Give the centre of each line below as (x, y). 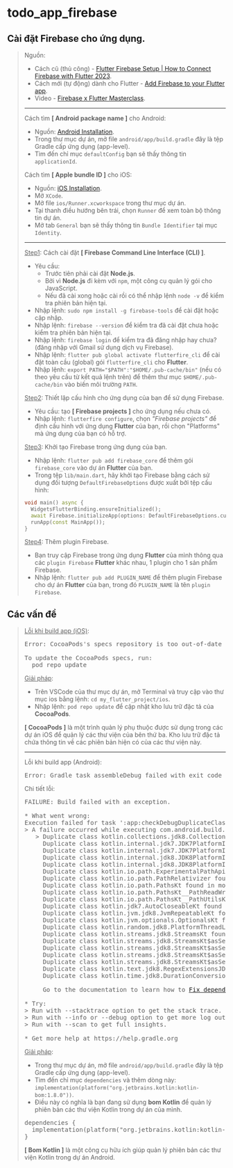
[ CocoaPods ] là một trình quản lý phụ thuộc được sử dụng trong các (123, 728)
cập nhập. (49, 318)
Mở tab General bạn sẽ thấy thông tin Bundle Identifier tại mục (126, 225)
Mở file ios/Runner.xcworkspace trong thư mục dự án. (110, 203)
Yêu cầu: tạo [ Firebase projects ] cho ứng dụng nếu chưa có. (123, 411)
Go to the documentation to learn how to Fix (121, 990)
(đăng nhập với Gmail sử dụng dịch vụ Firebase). (104, 347)
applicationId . (56, 161)
